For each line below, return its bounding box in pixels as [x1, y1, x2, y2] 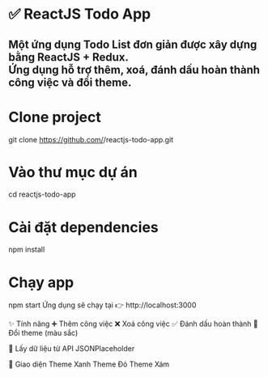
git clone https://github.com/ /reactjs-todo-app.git [8, 134, 174, 144]
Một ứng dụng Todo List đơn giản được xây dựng [8, 37, 257, 51]
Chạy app [8, 273, 74, 291]
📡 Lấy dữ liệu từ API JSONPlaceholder [8, 344, 135, 354]
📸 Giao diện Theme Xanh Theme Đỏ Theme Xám [8, 359, 170, 369]
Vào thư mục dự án [8, 163, 138, 181]
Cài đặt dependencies [8, 218, 160, 236]
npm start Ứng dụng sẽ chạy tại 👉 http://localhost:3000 [8, 300, 197, 310]
